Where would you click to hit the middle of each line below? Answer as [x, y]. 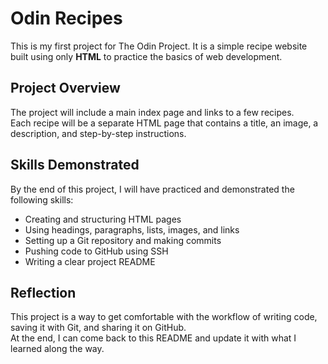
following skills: [42, 199]
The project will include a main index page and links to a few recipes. [152, 112]
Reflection [43, 292]
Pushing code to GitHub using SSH [96, 251]
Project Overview [65, 88]
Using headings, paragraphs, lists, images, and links [132, 229]
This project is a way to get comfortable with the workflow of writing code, [164, 317]
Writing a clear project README [90, 261]
